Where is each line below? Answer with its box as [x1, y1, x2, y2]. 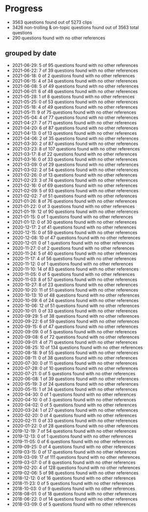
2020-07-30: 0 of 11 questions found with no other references [12, 360, 138, 366]
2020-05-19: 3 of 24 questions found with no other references [12, 381, 139, 387]
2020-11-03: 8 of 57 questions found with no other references [12, 276, 138, 282]
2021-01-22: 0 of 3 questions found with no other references [12, 203, 135, 209]
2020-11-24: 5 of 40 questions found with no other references [12, 250, 138, 256]
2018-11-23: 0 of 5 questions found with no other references [12, 480, 134, 486]
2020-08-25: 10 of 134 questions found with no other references [12, 344, 143, 350]
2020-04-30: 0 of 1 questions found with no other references [12, 392, 136, 397]
